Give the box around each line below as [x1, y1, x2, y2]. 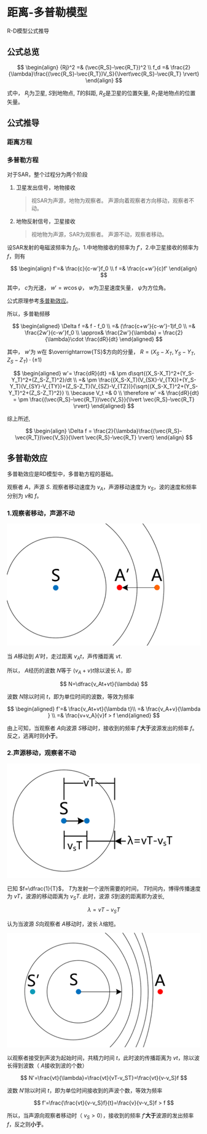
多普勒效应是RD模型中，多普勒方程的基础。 [7, 471, 117, 478]
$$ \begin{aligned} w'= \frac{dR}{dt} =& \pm [13, 369, 127, 377]
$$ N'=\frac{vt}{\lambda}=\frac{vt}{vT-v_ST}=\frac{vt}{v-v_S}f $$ [20, 1074, 188, 1081]
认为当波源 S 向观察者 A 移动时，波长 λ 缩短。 [7, 920, 119, 928]
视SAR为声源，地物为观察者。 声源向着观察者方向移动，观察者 [31, 197, 189, 205]
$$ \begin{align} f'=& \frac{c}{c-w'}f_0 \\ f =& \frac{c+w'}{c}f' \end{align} [10, 265, 198, 272]
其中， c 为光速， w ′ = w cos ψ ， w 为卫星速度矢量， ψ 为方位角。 [7, 284, 170, 291]
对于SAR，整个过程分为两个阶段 [7, 171, 88, 178]
